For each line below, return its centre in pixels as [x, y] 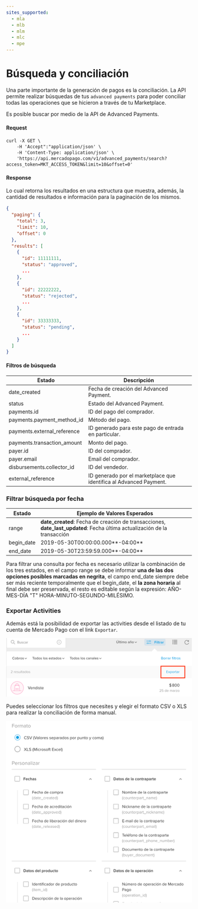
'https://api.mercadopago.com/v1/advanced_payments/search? [92, 159]
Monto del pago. [108, 442]
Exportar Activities [34, 611]
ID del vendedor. [108, 467]
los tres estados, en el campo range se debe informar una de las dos [90, 570]
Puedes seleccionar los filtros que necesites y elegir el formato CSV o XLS [96, 706]
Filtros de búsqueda [31, 365]
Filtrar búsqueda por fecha [45, 499]
